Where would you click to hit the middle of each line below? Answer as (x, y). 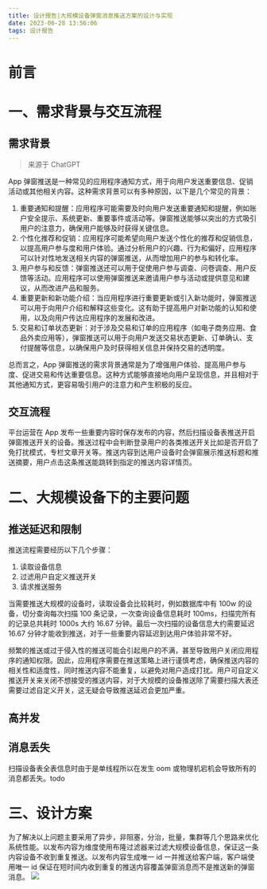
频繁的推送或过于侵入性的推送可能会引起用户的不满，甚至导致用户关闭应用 (130, 651)
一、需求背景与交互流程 (85, 112)
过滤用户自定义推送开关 (58, 577)
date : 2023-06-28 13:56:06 (53, 23)
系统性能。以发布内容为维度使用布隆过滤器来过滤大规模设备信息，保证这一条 (133, 847)
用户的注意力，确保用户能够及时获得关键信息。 (96, 228)
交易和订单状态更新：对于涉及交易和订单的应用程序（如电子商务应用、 (135, 327)
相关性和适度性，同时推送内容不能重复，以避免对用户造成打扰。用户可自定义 (133, 671)
